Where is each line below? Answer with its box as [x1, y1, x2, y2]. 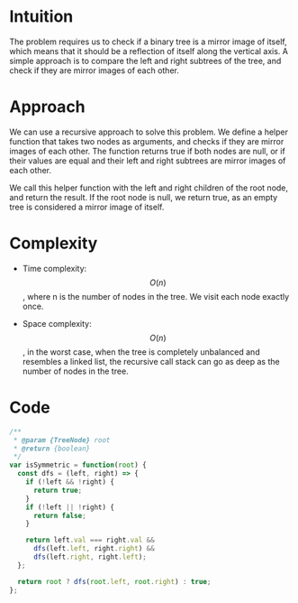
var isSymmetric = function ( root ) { [9, 460, 147, 470]
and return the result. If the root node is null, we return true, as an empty [9, 191, 278, 202]
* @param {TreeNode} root [13, 435, 111, 444]
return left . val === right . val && [25, 535, 155, 545]
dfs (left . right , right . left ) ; [32, 552, 147, 561]
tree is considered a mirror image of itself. [9, 201, 165, 212]
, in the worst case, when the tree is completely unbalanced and [22, 346, 260, 357]
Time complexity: [22, 263, 87, 274]
